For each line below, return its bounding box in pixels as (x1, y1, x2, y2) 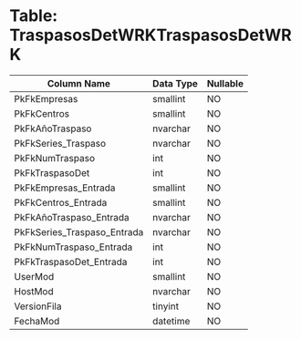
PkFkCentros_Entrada (14, 196, 108, 209)
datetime (151, 314, 191, 327)
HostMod (14, 284, 55, 297)
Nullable (206, 77, 244, 89)
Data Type (151, 77, 199, 89)
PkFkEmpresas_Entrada (14, 181, 116, 194)
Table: (9, 5, 58, 26)
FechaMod (14, 314, 60, 327)
